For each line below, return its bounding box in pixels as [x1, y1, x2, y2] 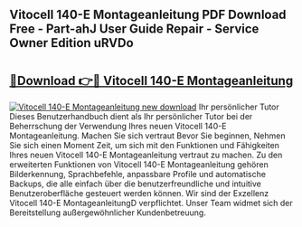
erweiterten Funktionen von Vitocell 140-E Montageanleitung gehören [9, 159, 269, 170]
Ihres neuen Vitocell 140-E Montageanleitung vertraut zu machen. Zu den [9, 149, 283, 160]
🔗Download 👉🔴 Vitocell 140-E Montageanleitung [9, 72, 294, 89]
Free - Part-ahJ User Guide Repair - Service [9, 22, 260, 37]
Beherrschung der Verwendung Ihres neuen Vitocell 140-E [9, 121, 227, 131]
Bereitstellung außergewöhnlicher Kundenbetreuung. [9, 207, 206, 218]
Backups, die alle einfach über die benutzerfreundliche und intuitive [9, 178, 262, 189]
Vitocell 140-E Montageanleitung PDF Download [9, 7, 287, 23]
